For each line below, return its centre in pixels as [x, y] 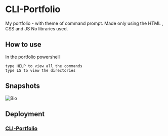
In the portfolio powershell [32, 57]
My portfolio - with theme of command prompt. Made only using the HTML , [84, 23]
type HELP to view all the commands [44, 66]
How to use [23, 45]
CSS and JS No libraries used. [37, 28]
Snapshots [23, 86]
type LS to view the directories [40, 70]
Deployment [25, 114]
